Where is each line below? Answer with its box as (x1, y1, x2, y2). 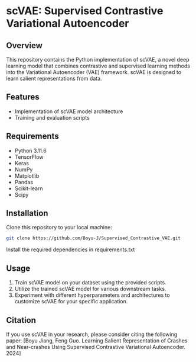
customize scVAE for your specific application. (14, 298, 128, 305)
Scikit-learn (14, 185, 43, 192)
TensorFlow (14, 153, 44, 161)
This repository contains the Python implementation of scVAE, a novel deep (6, 56, 190, 63)
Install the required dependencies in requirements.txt (6, 246, 135, 253)
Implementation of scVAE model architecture (14, 108, 123, 115)
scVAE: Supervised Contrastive (6, 4, 164, 18)
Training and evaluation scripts (14, 114, 90, 121)
